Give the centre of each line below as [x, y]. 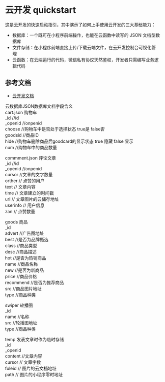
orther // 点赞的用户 [25, 181]
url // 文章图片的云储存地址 [32, 199]
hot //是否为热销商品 [26, 258]
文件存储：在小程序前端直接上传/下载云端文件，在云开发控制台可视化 [82, 47]
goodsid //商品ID [22, 135]
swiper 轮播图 [19, 305]
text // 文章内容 [20, 187]
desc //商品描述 [21, 252]
